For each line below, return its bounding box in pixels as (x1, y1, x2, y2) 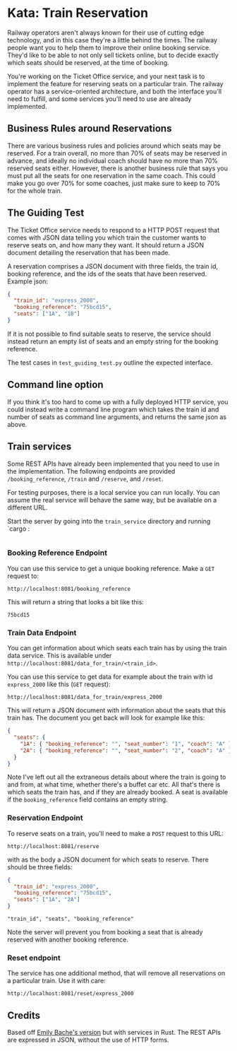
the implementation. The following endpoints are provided (7, 466, 176, 475)
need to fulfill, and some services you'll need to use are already (7, 94, 192, 103)
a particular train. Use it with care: (7, 977, 106, 985)
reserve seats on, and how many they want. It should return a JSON (7, 240, 205, 249)
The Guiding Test (7, 207, 85, 219)
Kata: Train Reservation (7, 5, 149, 21)
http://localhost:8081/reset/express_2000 (7, 990, 134, 997)
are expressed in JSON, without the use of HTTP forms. (7, 1035, 169, 1044)
